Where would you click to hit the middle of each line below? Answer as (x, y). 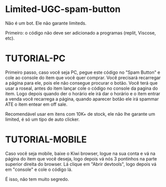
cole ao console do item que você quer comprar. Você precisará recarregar (83, 77)
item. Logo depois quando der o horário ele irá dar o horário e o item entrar (83, 93)
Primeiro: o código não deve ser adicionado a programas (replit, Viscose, (81, 33)
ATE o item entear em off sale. (36, 104)
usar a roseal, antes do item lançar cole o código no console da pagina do (81, 88)
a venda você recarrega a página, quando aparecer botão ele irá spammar (82, 99)
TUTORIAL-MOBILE (46, 140)
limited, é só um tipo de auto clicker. (43, 119)
